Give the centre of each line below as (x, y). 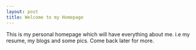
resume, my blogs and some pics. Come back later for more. (80, 40)
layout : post (22, 12)
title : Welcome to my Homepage (45, 17)
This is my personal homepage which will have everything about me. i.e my (98, 34)
